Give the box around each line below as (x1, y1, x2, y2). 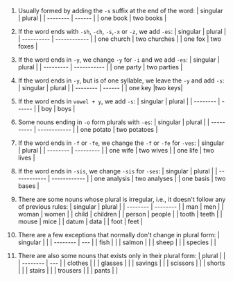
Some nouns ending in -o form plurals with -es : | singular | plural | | (17, 118, 210, 126)
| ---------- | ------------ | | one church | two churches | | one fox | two (17, 35, 221, 43)
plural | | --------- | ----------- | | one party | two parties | (17, 63, 183, 71)
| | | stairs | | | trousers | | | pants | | (17, 266, 119, 274)
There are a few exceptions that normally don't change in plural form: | (17, 231, 221, 239)
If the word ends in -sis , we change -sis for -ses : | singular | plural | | (17, 167, 218, 175)
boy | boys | (41, 105, 76, 112)
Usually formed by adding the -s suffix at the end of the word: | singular (17, 7, 223, 15)
